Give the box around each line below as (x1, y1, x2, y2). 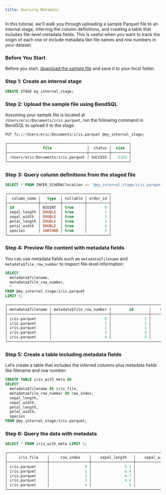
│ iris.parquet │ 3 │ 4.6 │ (5, 478, 136, 483)
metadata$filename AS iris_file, (9, 387, 79, 392)
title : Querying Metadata (5, 7, 58, 12)
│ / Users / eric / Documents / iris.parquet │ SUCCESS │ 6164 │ (5, 154, 132, 160)
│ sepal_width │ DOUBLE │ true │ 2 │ (5, 214, 112, 219)
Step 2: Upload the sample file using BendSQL (5, 101, 118, 108)
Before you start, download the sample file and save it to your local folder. (5, 65, 156, 71)
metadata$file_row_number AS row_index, (9, 391, 94, 396)
